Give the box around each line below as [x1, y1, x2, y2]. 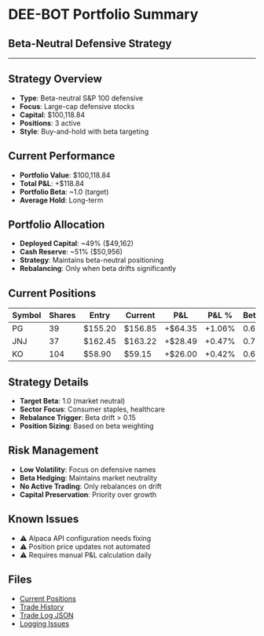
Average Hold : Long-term [19, 195, 104, 205]
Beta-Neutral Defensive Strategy [8, 37, 172, 50]
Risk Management [8, 444, 99, 457]
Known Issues [8, 513, 79, 526]
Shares [48, 310, 76, 321]
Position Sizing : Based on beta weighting [19, 422, 155, 431]
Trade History [19, 602, 64, 612]
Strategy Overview [8, 72, 102, 86]
